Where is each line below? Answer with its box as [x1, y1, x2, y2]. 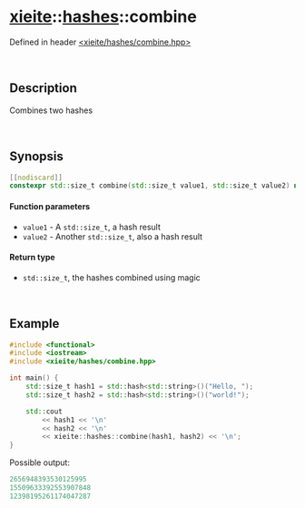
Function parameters [9, 200, 91, 211]
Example [9, 316, 60, 331]
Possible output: [9, 457, 71, 468]
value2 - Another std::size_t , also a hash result [22, 230, 202, 242]
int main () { [9, 373, 59, 383]
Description [9, 80, 77, 97]
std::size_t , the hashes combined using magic [22, 271, 202, 283]
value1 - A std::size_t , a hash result [22, 221, 161, 232]
